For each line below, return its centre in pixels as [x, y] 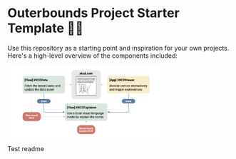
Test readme [26, 148]
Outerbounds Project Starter [93, 13]
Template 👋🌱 [46, 28]
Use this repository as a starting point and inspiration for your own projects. [118, 48]
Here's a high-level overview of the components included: [93, 56]
